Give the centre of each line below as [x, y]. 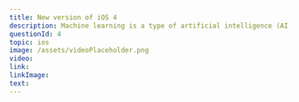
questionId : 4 [36, 34]
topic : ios [29, 42]
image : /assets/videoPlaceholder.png [79, 51]
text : [19, 83]
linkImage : [29, 75]
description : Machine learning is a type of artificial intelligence [141, 26]
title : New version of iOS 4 [63, 17]
